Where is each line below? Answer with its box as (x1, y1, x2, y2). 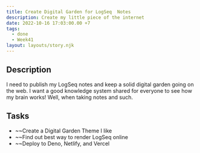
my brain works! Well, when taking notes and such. (6, 93, 133, 101)
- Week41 (11, 37, 34, 43)
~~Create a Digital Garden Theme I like (15, 127, 112, 134)
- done (11, 31, 28, 37)
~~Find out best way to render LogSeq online (15, 133, 129, 140)
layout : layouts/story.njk (6, 43, 74, 49)
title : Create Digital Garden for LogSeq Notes (6, 8, 131, 15)
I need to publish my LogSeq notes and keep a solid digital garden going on (6, 81, 195, 88)
